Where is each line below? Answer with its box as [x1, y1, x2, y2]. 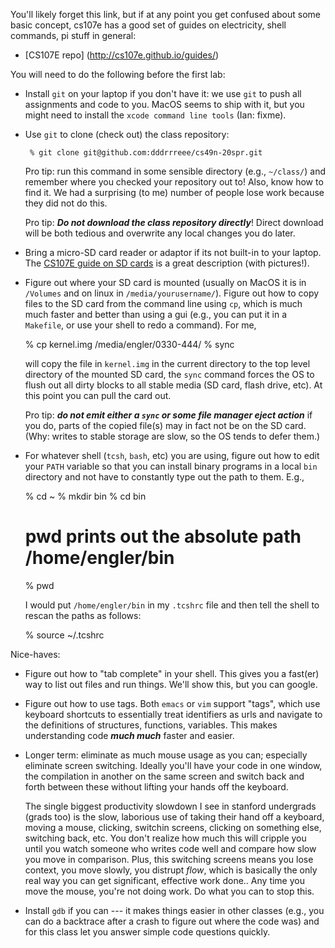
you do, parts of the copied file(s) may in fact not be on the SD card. [24, 420, 307, 431]
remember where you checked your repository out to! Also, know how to [24, 176, 324, 188]
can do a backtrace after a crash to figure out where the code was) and [24, 915, 320, 927]
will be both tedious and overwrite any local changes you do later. [24, 227, 296, 239]
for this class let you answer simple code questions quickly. [24, 925, 271, 938]
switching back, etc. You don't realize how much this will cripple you [24, 832, 307, 844]
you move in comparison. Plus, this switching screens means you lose [24, 853, 314, 865]
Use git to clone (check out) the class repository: [24, 129, 230, 140]
